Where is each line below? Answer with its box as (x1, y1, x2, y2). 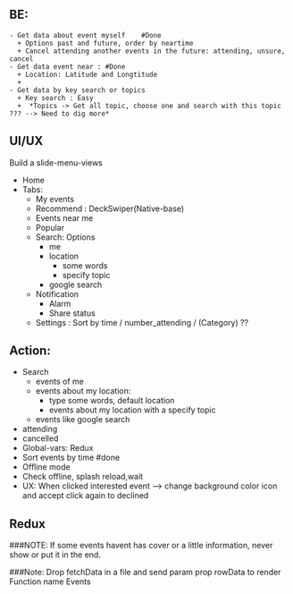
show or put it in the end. (9, 549, 101, 560)
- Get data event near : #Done (9, 62, 126, 71)
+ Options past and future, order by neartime (17, 38, 194, 47)
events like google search (35, 414, 130, 425)
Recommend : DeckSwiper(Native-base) (35, 203, 185, 214)
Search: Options (35, 232, 96, 242)
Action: (9, 344, 51, 359)
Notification (35, 288, 79, 299)
